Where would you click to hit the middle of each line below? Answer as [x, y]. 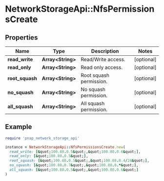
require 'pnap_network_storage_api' [42, 138]
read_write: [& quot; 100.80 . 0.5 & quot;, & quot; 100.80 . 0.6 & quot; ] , [75, 152]
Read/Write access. [103, 59]
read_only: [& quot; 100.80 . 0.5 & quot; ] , [49, 156]
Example [19, 127]
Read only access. [102, 67]
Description [105, 51]
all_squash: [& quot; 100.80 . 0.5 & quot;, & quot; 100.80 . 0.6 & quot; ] [74, 170]
